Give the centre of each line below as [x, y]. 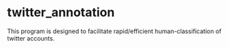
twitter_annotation [61, 13]
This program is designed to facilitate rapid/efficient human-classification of [114, 31]
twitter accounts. [31, 38]
